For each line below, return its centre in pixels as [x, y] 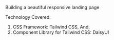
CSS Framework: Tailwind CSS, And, [51, 27]
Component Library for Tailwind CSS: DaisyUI [61, 32]
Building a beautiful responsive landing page [52, 7]
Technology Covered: [28, 17]
